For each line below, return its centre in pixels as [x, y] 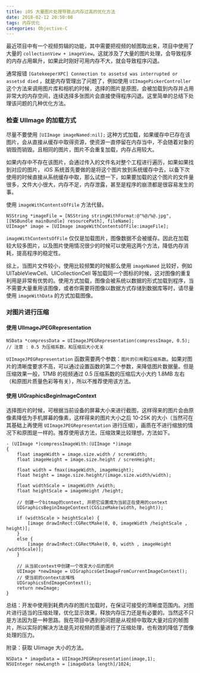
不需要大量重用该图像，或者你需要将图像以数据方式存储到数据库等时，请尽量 [100, 288]
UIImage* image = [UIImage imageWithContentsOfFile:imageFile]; [87, 226]
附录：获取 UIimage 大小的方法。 [47, 647]
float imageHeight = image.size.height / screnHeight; [86, 460]
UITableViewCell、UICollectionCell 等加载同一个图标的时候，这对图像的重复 [99, 273]
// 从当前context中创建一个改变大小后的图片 [66, 566]
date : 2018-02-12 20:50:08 [40, 17]
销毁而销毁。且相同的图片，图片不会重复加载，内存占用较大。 [82, 149]
